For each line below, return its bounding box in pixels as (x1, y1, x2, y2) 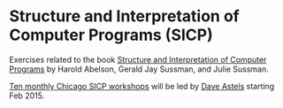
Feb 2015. (9, 90, 45, 101)
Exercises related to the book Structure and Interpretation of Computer (9, 54, 267, 65)
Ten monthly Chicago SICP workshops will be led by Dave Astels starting (9, 81, 275, 91)
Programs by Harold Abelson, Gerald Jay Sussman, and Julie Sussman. (9, 64, 269, 74)
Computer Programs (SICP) (9, 25, 214, 45)
